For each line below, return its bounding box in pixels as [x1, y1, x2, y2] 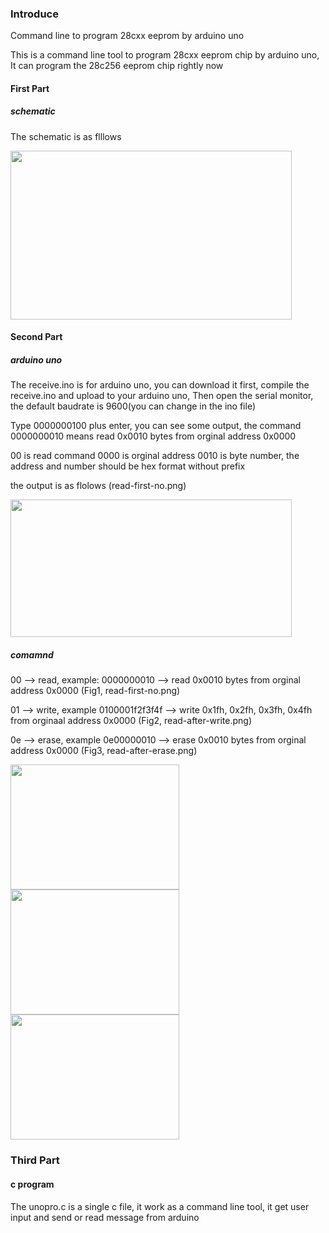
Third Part [10, 1153, 60, 1167]
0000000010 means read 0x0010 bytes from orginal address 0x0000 [10, 430, 297, 442]
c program [10, 1178, 55, 1190]
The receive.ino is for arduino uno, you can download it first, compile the [10, 379, 310, 391]
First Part [10, 82, 50, 94]
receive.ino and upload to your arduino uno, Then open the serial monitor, [10, 390, 314, 402]
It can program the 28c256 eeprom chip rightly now [10, 60, 224, 72]
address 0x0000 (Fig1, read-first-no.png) [10, 685, 181, 697]
